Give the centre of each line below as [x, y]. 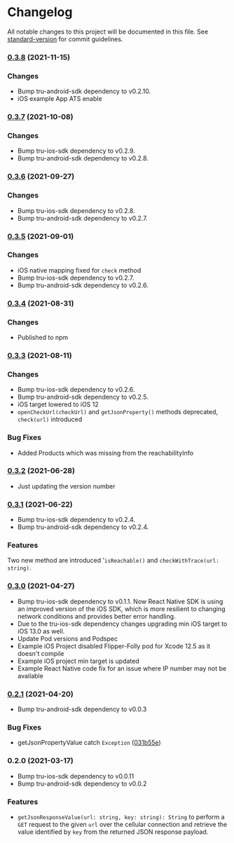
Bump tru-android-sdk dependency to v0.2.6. [83, 285]
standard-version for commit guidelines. [65, 39]
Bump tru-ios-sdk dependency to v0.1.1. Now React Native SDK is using [120, 601]
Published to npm [43, 338]
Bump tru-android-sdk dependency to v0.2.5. [83, 397]
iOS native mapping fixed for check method [79, 270]
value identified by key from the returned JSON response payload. [113, 832]
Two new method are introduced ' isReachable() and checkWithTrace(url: [113, 561]
